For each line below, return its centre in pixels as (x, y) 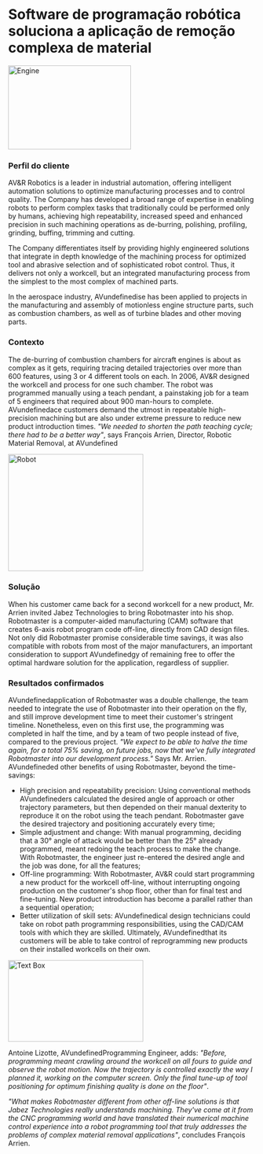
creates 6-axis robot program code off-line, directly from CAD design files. (129, 629)
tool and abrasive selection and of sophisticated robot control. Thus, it (122, 265)
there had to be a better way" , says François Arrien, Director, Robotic (120, 435)
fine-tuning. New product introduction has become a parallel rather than (136, 899)
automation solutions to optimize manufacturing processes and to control (126, 191)
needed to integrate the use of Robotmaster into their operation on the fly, (128, 708)
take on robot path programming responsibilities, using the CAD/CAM (131, 924)
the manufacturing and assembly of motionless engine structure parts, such (131, 305)
